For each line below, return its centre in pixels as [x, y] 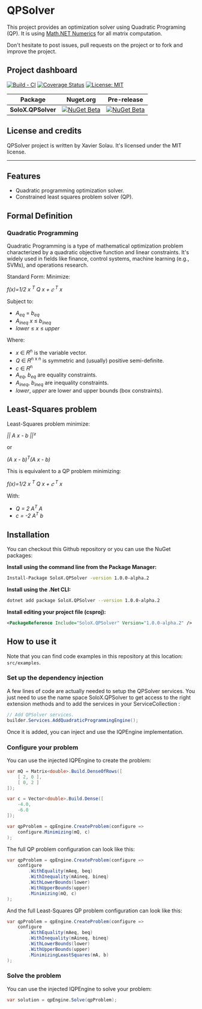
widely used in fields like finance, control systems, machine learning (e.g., [98, 259]
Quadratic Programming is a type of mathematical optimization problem [95, 246]
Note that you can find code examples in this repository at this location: [95, 656]
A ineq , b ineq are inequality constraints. [62, 383]
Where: [16, 340]
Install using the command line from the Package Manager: [82, 567]
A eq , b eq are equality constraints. [56, 376]
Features [24, 176]
